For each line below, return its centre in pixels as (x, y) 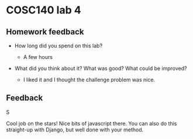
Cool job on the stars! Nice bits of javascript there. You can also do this (92, 123)
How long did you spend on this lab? (58, 46)
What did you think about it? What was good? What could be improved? (101, 68)
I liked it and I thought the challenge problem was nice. (89, 80)
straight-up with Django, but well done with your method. (75, 130)
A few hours (38, 57)
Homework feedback (45, 32)
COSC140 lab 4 (44, 10)
